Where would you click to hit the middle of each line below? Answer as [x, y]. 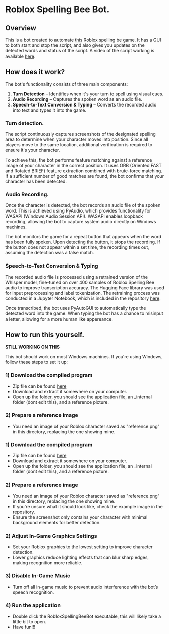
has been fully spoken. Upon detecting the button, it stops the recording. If [83, 242]
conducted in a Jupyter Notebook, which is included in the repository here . [83, 298]
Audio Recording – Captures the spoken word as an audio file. [77, 99]
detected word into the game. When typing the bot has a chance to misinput [84, 313]
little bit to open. [29, 621]
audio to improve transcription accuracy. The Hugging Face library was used [85, 287]
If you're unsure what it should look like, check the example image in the [88, 506]
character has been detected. [36, 181]
